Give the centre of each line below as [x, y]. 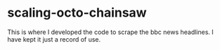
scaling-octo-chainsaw [77, 13]
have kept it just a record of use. [54, 39]
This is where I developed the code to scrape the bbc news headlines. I [111, 32]
